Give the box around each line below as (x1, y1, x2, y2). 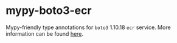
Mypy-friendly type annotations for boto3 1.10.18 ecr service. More (5, 24, 171, 31)
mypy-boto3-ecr (5, 4, 92, 18)
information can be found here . (5, 30, 83, 37)
